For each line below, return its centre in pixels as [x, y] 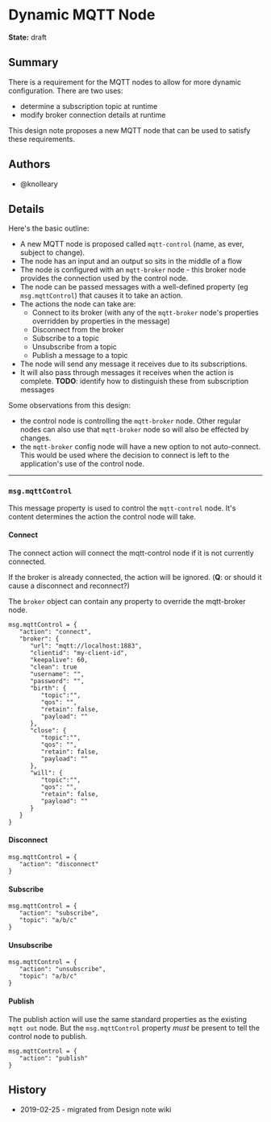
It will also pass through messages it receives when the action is [127, 373]
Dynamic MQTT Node [82, 15]
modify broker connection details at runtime [93, 115]
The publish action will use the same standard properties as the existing [128, 1019]
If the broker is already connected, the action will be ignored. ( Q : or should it [135, 577]
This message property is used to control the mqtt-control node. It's [122, 508]
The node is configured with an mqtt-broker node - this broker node [133, 270]
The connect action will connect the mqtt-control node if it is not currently [131, 553]
